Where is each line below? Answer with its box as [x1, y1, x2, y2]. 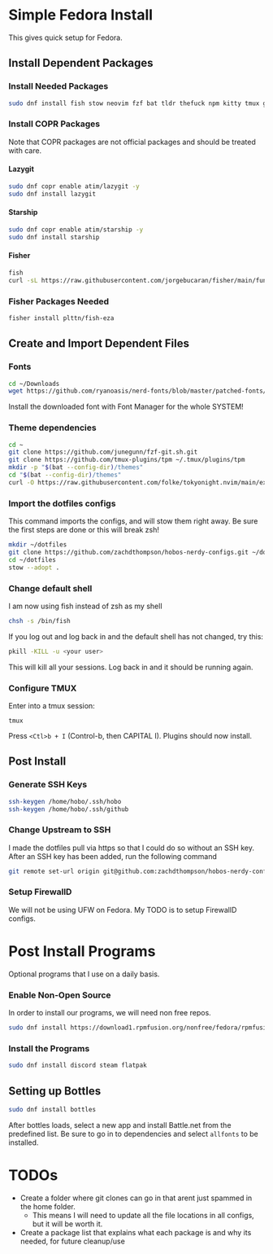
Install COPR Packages [8, 118, 100, 129]
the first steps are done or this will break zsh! [8, 525, 160, 535]
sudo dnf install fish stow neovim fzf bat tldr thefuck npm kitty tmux [8, 99, 260, 107]
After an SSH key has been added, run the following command [8, 851, 217, 861]
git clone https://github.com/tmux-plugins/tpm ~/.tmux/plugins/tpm [8, 456, 245, 464]
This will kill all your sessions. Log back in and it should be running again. [8, 662, 253, 672]
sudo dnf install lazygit [8, 190, 96, 198]
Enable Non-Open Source [8, 989, 111, 1001]
